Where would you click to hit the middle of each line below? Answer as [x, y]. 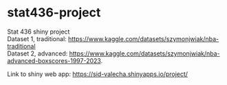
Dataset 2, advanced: [37, 53]
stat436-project [54, 13]
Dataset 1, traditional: [37, 38]
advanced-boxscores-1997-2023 [54, 60]
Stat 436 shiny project [39, 32]
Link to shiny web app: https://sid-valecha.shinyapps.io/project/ [97, 74]
